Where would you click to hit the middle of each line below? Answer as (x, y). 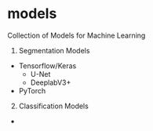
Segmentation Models (54, 50)
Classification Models (54, 106)
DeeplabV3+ (51, 82)
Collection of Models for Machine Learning (76, 35)
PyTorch (32, 90)
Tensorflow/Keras (47, 65)
